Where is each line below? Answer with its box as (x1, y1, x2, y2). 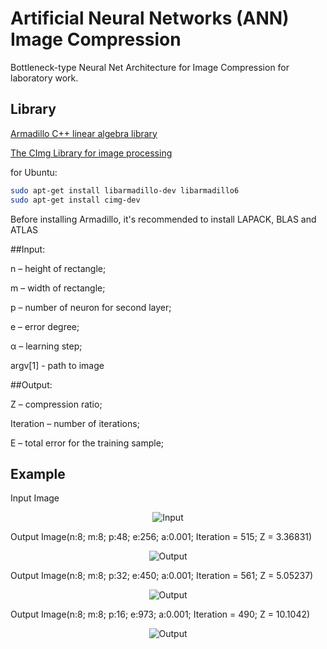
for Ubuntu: (10, 166, 58, 178)
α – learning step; (10, 340, 83, 352)
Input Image (10, 492, 60, 504)
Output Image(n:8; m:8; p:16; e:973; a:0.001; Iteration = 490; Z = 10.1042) (10, 608, 311, 621)
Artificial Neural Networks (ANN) (10, 7, 290, 30)
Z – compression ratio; (10, 398, 103, 410)
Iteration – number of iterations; (10, 417, 140, 429)
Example (10, 465, 66, 482)
